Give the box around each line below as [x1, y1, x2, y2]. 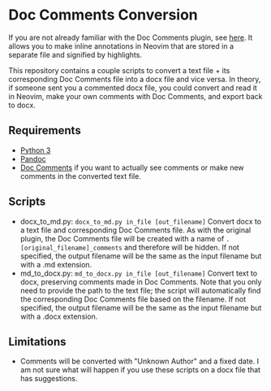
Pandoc [19, 154, 46, 163]
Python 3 [19, 145, 51, 155]
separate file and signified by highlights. [8, 50, 142, 59]
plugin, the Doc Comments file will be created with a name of [19, 233, 225, 243]
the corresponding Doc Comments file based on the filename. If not [19, 294, 247, 304]
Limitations [8, 335, 67, 349]
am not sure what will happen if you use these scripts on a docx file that [19, 365, 261, 375]
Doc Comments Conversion [8, 6, 199, 24]
